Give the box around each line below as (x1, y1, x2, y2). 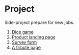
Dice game (11, 29, 34, 35)
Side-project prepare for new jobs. (4, 19, 75, 25)
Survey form (11, 39, 37, 45)
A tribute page (11, 44, 41, 50)
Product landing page (11, 34, 56, 40)
